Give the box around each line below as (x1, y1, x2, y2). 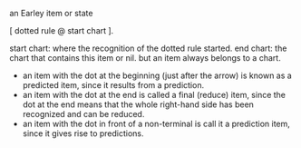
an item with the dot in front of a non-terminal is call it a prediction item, (22, 118, 290, 129)
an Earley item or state (9, 8, 93, 18)
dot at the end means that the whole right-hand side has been (22, 99, 254, 110)
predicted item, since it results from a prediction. (22, 80, 205, 90)
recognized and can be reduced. (22, 109, 145, 119)
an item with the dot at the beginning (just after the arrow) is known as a (22, 70, 292, 81)
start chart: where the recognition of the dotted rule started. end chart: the (9, 43, 287, 54)
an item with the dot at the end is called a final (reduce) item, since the (22, 90, 286, 100)
